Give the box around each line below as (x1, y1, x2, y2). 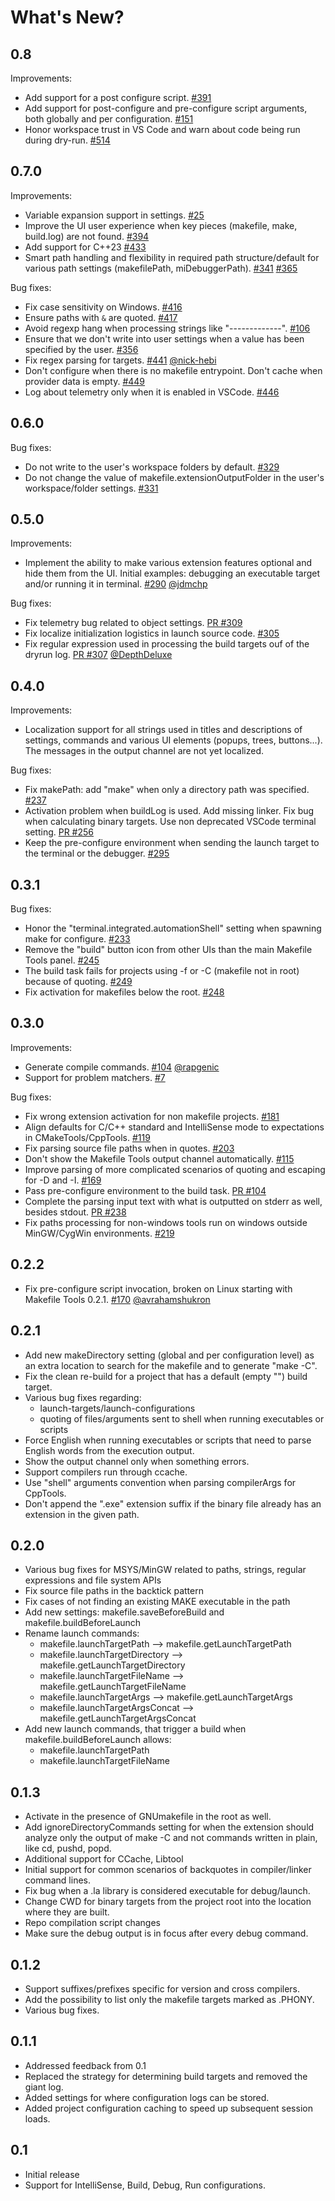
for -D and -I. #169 (24, 1174, 102, 1186)
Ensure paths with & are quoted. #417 (24, 311, 178, 323)
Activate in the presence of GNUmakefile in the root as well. (24, 1811, 272, 1823)
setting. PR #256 (24, 826, 95, 838)
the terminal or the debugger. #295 (24, 847, 170, 860)
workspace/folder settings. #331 (24, 482, 159, 494)
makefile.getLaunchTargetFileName (39, 1681, 187, 1693)
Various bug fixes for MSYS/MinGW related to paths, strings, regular (24, 1564, 307, 1576)
